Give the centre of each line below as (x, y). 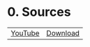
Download (63, 33)
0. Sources (39, 12)
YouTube (25, 33)
